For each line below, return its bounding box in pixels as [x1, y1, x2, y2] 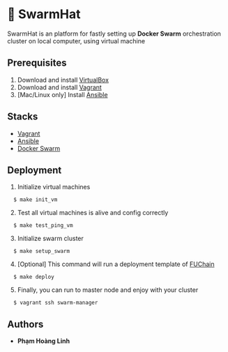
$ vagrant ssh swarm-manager [13, 300, 98, 307]
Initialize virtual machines [17, 183, 91, 191]
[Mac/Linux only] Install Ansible [17, 90, 108, 98]
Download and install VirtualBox [17, 75, 109, 84]
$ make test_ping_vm [13, 222, 73, 229]
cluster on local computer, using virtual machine [7, 36, 145, 45]
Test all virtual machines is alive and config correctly [17, 209, 169, 217]
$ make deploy [13, 274, 54, 281]
